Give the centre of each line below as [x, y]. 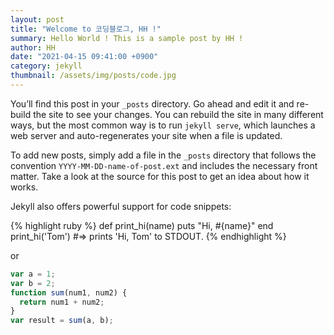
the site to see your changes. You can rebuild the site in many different [178, 114]
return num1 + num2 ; [62, 302]
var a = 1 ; [33, 274]
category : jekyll [46, 66]
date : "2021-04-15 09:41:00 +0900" [84, 57]
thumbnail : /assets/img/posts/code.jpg [93, 76]
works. [24, 187]
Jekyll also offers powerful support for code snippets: [121, 206]
